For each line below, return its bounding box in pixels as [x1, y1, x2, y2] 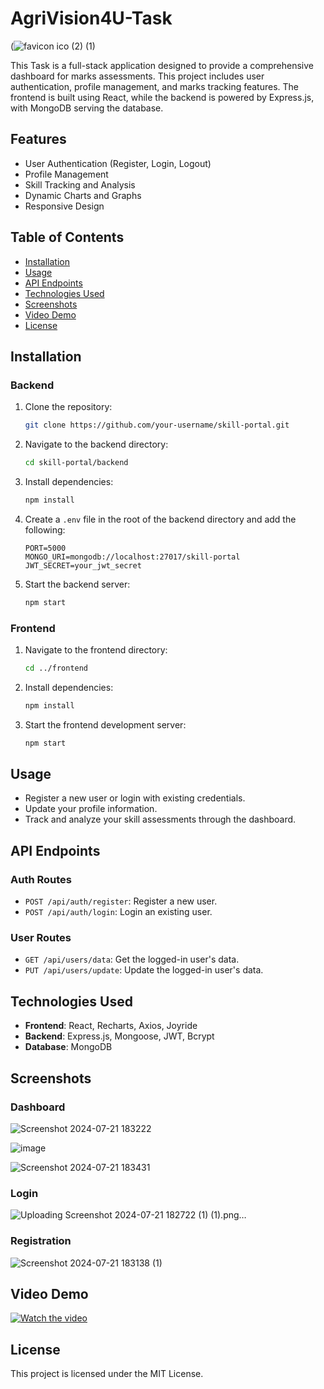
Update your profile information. [24, 803, 158, 815]
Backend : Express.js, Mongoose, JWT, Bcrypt [24, 1030, 215, 1042]
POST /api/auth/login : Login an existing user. [24, 906, 213, 918]
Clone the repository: [24, 401, 113, 413]
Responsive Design [24, 200, 105, 212]
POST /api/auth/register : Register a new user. [24, 895, 218, 907]
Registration [10, 1234, 72, 1248]
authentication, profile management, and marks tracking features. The [10, 80, 300, 92]
